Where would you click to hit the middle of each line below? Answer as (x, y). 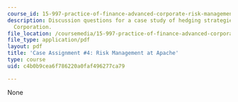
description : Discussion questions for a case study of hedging (104, 20)
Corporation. (33, 27)
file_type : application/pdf (49, 40)
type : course (27, 60)
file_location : (30, 33)
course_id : (23, 14)
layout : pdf (25, 46)
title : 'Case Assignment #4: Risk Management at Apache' (93, 53)
